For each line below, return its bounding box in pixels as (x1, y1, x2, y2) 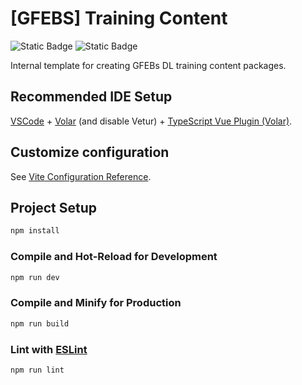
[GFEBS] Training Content (10, 7, 228, 30)
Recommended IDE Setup (10, 88, 173, 106)
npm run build (10, 318, 70, 329)
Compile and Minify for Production (10, 296, 182, 310)
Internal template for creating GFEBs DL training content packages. (10, 59, 287, 71)
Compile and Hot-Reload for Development (10, 250, 218, 264)
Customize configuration (10, 144, 170, 161)
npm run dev (10, 272, 60, 282)
